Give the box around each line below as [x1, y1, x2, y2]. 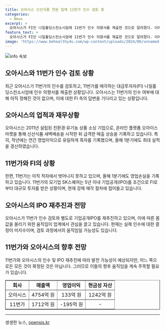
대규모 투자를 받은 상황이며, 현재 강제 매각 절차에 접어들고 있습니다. [14, 185, 142, 192]
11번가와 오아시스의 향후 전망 [5, 243, 87, 251]
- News [9, 16, 23, 21]
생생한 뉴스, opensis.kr [5, 319, 50, 325]
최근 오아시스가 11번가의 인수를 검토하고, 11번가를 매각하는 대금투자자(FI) [5, 83, 144, 89]
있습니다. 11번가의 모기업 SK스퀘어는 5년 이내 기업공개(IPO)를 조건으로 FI [14, 179, 154, 185]
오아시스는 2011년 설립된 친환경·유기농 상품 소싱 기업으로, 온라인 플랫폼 [5, 125, 141, 131]
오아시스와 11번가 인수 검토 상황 [5, 69, 94, 78]
